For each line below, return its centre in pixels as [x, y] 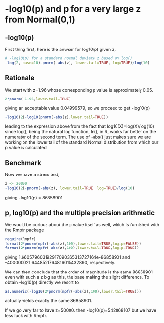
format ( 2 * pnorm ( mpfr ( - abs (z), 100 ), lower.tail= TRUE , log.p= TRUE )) [72, 248]
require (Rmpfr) [21, 239]
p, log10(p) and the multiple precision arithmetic [80, 213]
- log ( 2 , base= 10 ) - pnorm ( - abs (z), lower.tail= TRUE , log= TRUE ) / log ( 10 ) [78, 63]
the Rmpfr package [24, 230]
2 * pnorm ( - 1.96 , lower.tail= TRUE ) [38, 99]
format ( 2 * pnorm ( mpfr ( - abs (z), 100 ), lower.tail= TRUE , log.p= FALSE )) [73, 244]
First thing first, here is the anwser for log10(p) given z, [60, 49]
